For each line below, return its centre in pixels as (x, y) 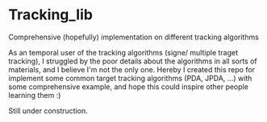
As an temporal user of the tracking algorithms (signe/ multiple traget (123, 52)
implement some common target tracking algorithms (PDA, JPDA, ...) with (130, 78)
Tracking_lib (50, 15)
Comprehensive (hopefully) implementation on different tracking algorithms (134, 37)
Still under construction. (48, 111)
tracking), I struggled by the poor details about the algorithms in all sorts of (133, 61)
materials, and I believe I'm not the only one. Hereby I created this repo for (132, 69)
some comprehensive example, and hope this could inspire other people (128, 87)
